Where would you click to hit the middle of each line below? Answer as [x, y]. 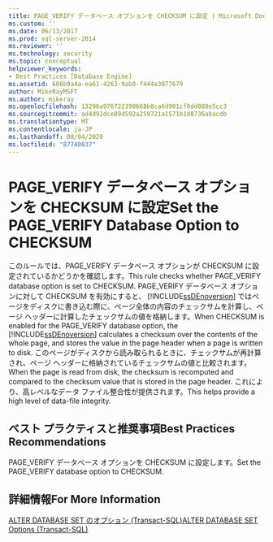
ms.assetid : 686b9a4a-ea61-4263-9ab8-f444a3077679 [96, 84]
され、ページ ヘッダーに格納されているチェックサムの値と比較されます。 [130, 363]
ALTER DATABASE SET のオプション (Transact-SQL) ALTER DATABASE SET [133, 520]
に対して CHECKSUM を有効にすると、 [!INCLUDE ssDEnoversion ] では [134, 297]
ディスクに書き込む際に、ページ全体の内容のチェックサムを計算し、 [143, 306]
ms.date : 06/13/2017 [43, 31]
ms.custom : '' [32, 24]
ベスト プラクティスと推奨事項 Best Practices [122, 429]
